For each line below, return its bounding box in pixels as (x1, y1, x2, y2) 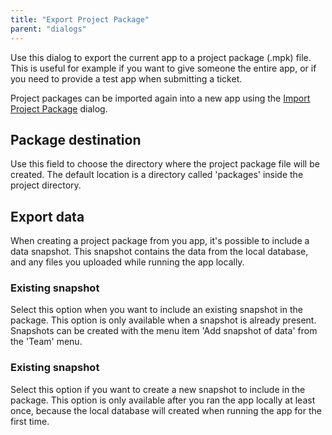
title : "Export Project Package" (10, 14, 150, 25)
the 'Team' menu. (10, 336, 83, 348)
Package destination (10, 131, 142, 148)
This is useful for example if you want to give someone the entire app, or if (10, 62, 317, 74)
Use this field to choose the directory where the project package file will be (10, 158, 320, 170)
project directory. (10, 179, 82, 191)
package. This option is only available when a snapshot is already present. (10, 314, 317, 326)
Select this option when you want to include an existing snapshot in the (10, 304, 303, 316)
